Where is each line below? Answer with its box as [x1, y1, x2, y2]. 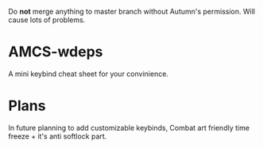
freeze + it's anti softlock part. [8, 131, 107, 141]
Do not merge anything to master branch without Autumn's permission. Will [8, 7, 256, 16]
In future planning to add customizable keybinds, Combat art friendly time [8, 123, 250, 132]
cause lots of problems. [8, 15, 86, 25]
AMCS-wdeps [8, 43, 103, 61]
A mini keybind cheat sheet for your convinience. [8, 69, 169, 78]
